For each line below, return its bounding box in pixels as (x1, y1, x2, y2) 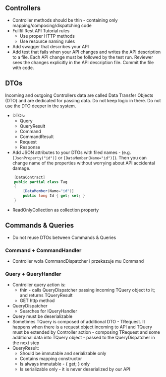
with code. (12, 65, 34, 71)
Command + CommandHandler (5, 247, 82, 254)
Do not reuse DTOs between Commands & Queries (12, 234, 116, 240)
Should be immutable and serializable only (19, 350, 107, 357)
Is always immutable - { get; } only (19, 361, 90, 367)
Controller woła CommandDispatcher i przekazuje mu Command (12, 258, 144, 264)
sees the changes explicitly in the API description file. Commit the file (12, 59, 154, 65)
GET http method (19, 298, 55, 303)
